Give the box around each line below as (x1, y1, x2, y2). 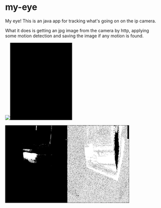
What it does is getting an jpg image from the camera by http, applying (5, 27, 150, 33)
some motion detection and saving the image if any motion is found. (5, 33, 144, 39)
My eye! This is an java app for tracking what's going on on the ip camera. (5, 18, 157, 24)
